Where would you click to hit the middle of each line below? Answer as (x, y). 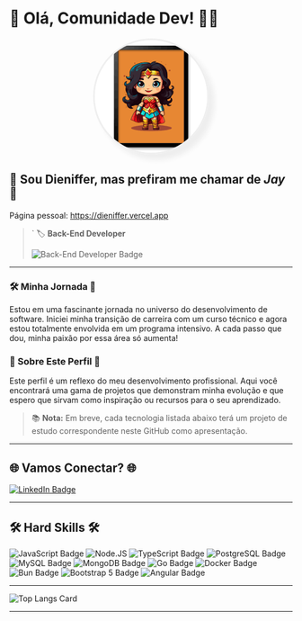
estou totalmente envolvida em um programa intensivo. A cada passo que (146, 328)
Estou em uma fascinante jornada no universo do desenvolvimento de (138, 310)
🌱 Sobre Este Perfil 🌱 (55, 361)
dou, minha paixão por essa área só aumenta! (94, 338)
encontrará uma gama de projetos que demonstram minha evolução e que (147, 391)
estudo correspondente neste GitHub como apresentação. (139, 431)
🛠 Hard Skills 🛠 (55, 527)
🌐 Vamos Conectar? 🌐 (73, 468)
